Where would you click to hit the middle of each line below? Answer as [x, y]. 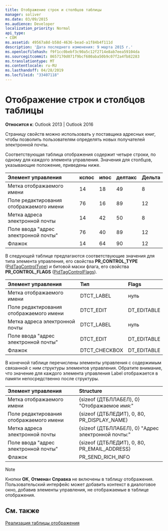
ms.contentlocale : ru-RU [31, 66]
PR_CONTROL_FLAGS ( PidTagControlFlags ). [51, 272]
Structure [91, 391]
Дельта [151, 177]
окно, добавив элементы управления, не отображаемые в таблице [77, 489]
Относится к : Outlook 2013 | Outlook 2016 [49, 124]
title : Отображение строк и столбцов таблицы [53, 10]
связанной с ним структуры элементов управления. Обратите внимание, [84, 368]
